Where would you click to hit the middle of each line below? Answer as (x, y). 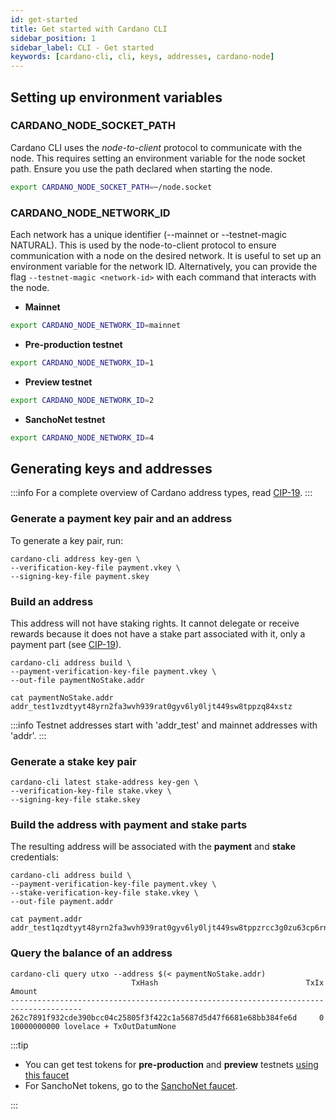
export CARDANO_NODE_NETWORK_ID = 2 (82, 400)
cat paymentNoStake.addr (62, 697)
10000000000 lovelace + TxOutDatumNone (93, 1026)
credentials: (34, 857)
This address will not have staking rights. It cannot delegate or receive (155, 623)
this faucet (47, 1075)
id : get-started (44, 19)
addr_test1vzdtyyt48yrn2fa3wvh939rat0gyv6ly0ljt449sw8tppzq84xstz (151, 706)
